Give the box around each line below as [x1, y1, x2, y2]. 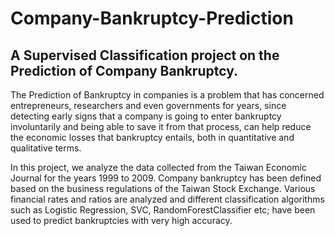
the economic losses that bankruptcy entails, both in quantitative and [10, 132, 295, 143]
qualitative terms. [10, 142, 82, 154]
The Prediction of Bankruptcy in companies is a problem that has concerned [10, 89, 325, 101]
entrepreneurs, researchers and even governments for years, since [10, 100, 287, 111]
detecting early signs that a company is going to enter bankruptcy [10, 110, 282, 122]
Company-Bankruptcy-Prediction [10, 7, 294, 30]
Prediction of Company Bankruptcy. [10, 62, 239, 79]
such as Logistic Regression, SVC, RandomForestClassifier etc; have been [10, 204, 316, 216]
